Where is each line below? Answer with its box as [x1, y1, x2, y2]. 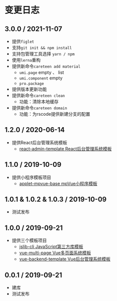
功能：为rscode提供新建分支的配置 [19, 111, 90, 117]
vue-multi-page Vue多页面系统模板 [19, 250, 91, 256]
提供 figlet [11, 38, 34, 44]
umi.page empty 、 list [19, 70, 64, 75]
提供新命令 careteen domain [11, 105, 67, 111]
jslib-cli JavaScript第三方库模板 [19, 244, 84, 250]
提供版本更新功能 [11, 86, 47, 92]
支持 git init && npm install [11, 45, 72, 50]
